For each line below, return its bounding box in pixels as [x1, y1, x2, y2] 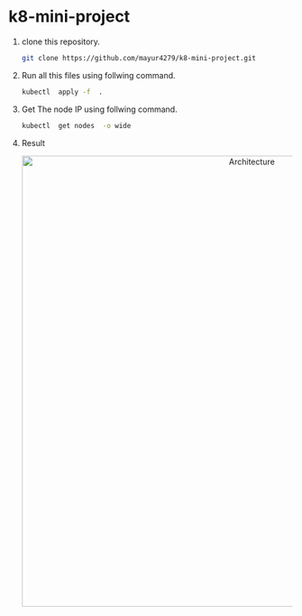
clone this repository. [21, 36, 101, 47]
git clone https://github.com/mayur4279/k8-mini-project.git [21, 53, 257, 62]
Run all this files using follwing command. [21, 69, 177, 80]
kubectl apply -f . [21, 87, 104, 97]
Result [21, 137, 46, 148]
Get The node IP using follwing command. [21, 104, 178, 115]
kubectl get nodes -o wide [21, 121, 132, 130]
